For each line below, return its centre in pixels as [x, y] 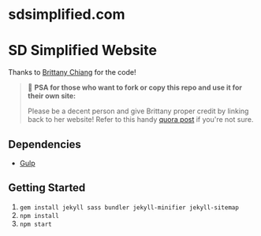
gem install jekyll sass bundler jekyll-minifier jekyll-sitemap [129, 207]
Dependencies [45, 144]
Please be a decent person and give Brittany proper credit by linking [138, 111]
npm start [36, 224]
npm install [39, 216]
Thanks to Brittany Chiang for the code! [72, 72]
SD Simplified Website [83, 51]
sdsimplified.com [67, 15]
